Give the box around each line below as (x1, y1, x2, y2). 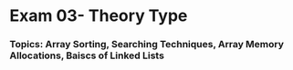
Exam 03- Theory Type (9, 5, 188, 26)
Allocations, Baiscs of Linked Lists (9, 49, 164, 62)
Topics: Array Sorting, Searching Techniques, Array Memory (9, 38, 285, 51)
